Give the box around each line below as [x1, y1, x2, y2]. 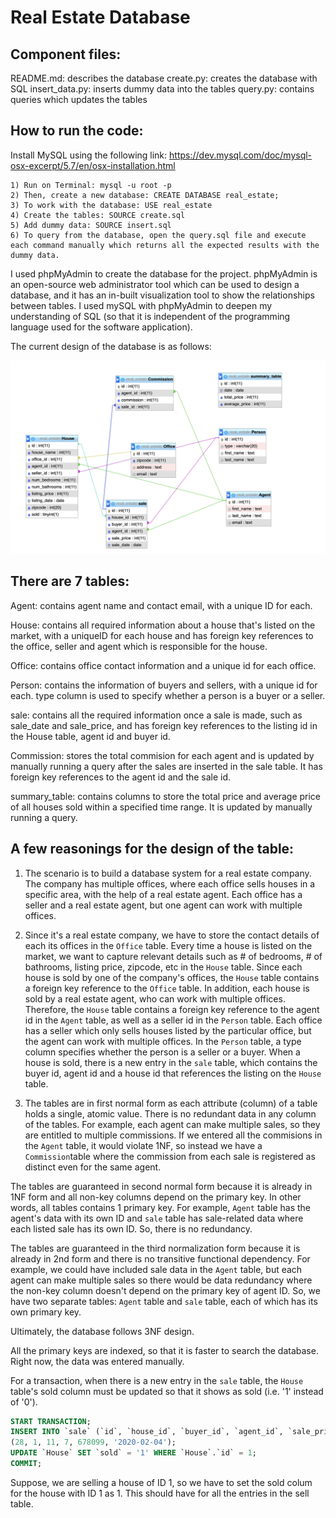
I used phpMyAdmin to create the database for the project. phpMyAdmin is [10, 267, 318, 280]
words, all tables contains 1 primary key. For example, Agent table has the [10, 1201, 311, 1213]
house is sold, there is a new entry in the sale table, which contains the [24, 1056, 318, 1068]
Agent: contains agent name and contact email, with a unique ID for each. [10, 599, 313, 611]
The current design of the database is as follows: [10, 340, 212, 352]
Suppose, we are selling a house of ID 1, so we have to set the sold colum [10, 1476, 313, 1488]
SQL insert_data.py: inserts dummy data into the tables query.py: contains [10, 83, 315, 95]
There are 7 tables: [10, 573, 130, 590]
